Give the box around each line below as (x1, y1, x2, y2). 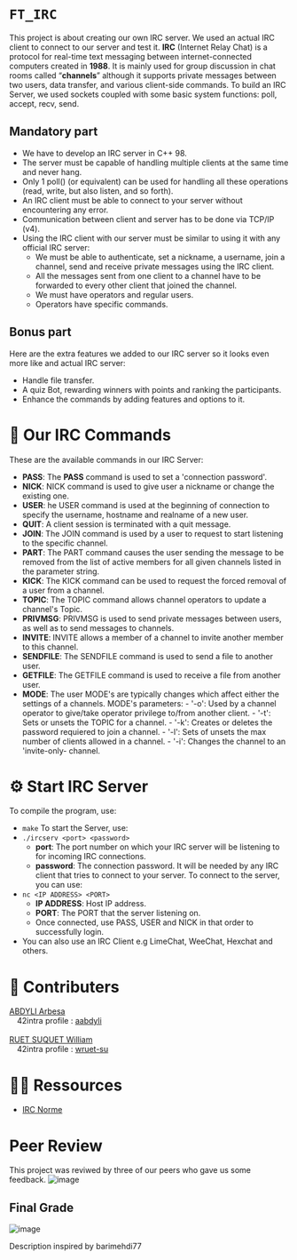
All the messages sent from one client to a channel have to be (35, 270, 262, 281)
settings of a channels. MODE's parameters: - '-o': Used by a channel (21, 698, 277, 708)
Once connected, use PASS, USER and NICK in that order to (35, 917, 254, 928)
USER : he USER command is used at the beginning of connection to (21, 499, 270, 510)
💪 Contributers (9, 977, 120, 997)
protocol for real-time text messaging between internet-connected (9, 51, 253, 61)
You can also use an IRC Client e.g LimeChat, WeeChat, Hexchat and (21, 936, 273, 947)
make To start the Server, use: (21, 823, 129, 833)
